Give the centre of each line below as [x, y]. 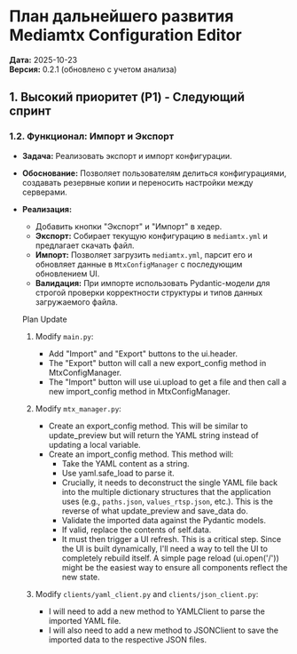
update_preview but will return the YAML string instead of [153, 435]
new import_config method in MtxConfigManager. [139, 391]
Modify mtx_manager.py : [78, 408]
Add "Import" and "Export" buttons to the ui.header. [143, 354]
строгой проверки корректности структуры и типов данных [149, 292]
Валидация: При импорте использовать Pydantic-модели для [152, 283]
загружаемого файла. [76, 302]
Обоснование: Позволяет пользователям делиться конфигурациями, [154, 173]
